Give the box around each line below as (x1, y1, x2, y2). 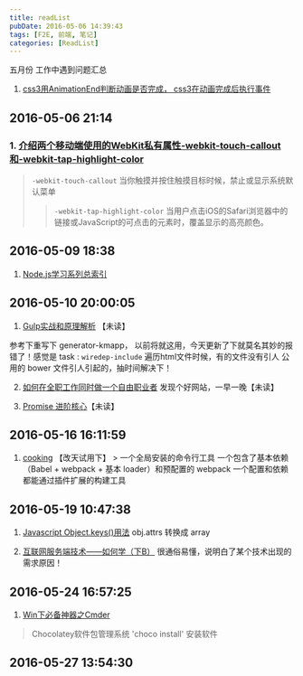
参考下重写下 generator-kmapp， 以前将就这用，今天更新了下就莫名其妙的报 (9, 340, 294, 351)
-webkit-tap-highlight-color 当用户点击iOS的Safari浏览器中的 (53, 205, 289, 216)
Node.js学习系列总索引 (22, 268, 108, 279)
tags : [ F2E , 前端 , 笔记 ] (9, 30, 98, 39)
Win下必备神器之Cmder (22, 609, 110, 620)
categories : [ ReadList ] (9, 38, 99, 48)
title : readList (9, 13, 71, 23)
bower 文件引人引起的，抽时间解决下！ (26, 362, 173, 373)
